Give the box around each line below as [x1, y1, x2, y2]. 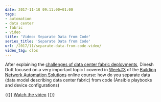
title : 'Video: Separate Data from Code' [5, 35, 91, 40]
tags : [5, 12, 16, 17]
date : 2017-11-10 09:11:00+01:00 [5, 7, 73, 12]
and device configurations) [5, 82, 60, 88]
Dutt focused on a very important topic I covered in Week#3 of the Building [5, 66, 157, 72]
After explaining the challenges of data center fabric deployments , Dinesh [5, 61, 154, 67]
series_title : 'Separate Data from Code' [5, 39, 91, 44]
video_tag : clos [5, 48, 38, 53]
